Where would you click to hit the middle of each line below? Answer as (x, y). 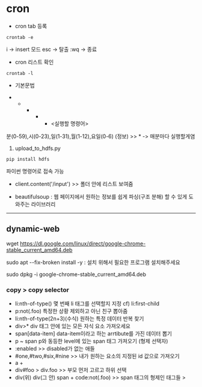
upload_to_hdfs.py (38, 148)
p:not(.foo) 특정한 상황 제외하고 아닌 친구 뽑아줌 (71, 311)
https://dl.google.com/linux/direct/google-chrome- (83, 243)
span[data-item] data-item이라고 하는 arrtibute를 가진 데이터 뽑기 (93, 334)
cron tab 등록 (31, 26)
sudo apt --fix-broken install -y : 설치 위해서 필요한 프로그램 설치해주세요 (93, 262)
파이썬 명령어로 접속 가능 (35, 171)
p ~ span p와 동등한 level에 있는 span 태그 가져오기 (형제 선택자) (91, 341)
